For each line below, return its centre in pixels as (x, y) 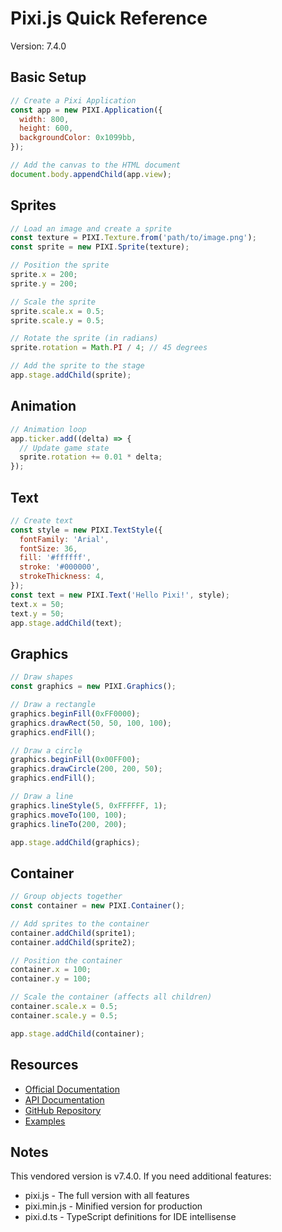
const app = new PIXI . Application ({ (86, 110)
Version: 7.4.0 (38, 46)
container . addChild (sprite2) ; (73, 942)
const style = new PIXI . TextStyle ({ (86, 530)
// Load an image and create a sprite (91, 228)
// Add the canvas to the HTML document (96, 165)
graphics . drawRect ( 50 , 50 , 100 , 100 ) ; (91, 723)
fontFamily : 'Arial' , (64, 539)
